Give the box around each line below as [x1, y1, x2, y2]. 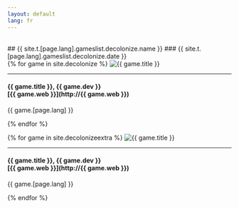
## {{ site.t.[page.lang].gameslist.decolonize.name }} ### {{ [7, 44, 184, 53]
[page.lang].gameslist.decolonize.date [7, 51, 120, 61]
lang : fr [7, 17, 33, 24]
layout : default [7, 10, 55, 18]
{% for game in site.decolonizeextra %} [7, 133, 123, 142]
